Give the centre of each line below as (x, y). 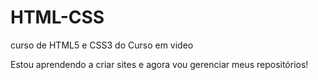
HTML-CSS (57, 17)
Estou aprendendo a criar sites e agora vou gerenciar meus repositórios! (159, 64)
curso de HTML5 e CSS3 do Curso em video (102, 45)
